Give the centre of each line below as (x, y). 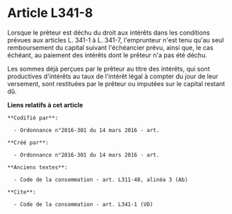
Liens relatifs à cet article (45, 105)
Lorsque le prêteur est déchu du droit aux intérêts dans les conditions (109, 32)
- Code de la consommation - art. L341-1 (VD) (83, 204)
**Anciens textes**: (38, 167)
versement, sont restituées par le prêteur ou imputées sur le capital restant (116, 83)
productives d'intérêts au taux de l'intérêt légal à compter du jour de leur (113, 76)
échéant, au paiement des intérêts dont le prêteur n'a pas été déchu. (107, 55)
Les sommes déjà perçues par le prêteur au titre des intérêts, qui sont (109, 69)
